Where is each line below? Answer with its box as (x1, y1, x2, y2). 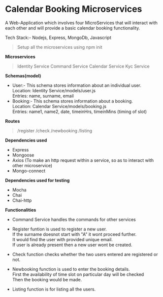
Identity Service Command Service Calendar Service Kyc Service (17, 63, 150, 69)
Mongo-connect (12, 168, 46, 174)
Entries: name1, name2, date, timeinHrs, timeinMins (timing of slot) (12, 109, 147, 114)
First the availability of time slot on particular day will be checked (12, 271, 144, 277)
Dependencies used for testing (5, 177, 70, 183)
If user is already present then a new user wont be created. (12, 242, 132, 248)
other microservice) (12, 162, 53, 168)
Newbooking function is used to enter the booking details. (12, 266, 130, 272)
